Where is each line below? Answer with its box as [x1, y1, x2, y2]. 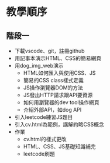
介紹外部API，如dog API [23, 107, 82, 113]
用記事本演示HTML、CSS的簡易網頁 [14, 55, 101, 62]
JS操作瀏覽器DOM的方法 [23, 84, 84, 91]
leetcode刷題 [23, 151, 55, 157]
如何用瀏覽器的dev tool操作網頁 [23, 99, 99, 106]
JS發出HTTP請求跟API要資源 [23, 92, 93, 98]
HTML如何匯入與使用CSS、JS [23, 69, 96, 76]
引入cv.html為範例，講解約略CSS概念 [14, 121, 104, 128]
